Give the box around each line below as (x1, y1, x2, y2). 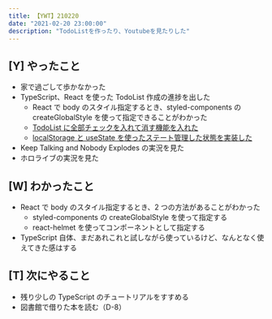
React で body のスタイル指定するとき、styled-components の (32, 102, 242, 112)
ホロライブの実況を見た (19, 153, 99, 163)
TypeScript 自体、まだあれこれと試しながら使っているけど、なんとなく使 (19, 233, 265, 242)
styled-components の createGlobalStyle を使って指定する (32, 213, 227, 222)
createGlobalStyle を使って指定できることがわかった (32, 113, 208, 123)
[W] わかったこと (8, 179, 95, 193)
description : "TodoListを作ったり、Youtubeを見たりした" (8, 27, 191, 35)
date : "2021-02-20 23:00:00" (8, 19, 107, 28)
